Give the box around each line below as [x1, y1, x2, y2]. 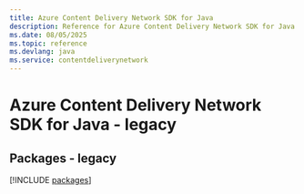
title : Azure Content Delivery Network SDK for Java [9, 13, 214, 23]
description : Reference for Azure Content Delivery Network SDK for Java [9, 22, 296, 31]
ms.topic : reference [9, 38, 88, 48]
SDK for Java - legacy [9, 115, 177, 135]
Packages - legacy [9, 150, 117, 166]
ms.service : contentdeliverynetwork [9, 56, 148, 65]
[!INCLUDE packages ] [9, 175, 92, 185]
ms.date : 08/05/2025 [9, 30, 88, 39]
